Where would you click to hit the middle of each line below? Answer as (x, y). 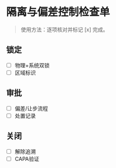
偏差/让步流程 (31, 108)
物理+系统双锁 (32, 65)
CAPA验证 (27, 159)
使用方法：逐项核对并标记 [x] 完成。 (64, 29)
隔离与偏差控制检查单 (58, 12)
